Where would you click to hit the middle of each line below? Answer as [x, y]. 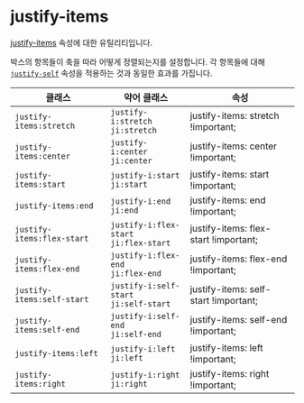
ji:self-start [141, 303]
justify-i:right [145, 375]
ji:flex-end [136, 273]
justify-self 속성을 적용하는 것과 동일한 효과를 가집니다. [111, 73]
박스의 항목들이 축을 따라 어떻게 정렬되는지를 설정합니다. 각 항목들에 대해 [138, 61]
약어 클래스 [146, 97]
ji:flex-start [141, 243]
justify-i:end [141, 201]
